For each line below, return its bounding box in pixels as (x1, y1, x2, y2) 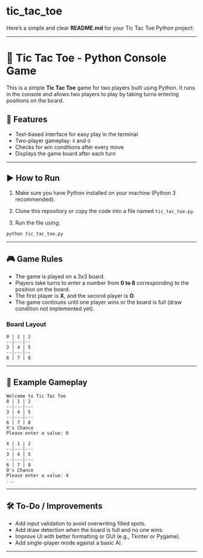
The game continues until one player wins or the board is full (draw (14, 298, 182, 306)
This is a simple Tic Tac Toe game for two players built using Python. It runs (6, 84, 195, 91)
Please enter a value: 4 (6, 473, 69, 479)
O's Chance (6, 467, 34, 473)
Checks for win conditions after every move (14, 143, 124, 151)
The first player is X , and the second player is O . (14, 292, 136, 300)
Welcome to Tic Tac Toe (6, 393, 66, 399)
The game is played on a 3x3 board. (14, 273, 105, 280)
